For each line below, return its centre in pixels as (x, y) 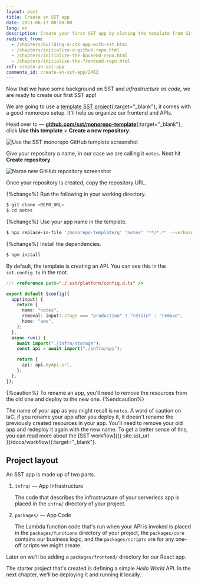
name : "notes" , (40, 310)
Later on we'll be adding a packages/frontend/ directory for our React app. (96, 557)
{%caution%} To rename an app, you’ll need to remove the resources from (97, 392)
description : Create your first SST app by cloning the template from (95, 34)
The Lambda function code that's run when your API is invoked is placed (103, 527)
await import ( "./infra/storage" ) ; (59, 343)
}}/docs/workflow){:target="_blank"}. (51, 442)
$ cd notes (19, 210)
